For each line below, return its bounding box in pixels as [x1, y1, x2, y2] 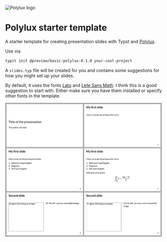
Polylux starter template [5, 22, 107, 33]
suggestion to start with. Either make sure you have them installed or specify [5, 87, 162, 93]
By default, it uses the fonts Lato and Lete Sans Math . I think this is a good [5, 82, 157, 88]
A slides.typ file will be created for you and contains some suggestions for [5, 67, 160, 73]
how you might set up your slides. [5, 73, 75, 79]
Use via [5, 48, 21, 54]
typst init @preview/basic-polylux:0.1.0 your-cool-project [5, 58, 133, 63]
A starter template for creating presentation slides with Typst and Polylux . [5, 38, 156, 44]
